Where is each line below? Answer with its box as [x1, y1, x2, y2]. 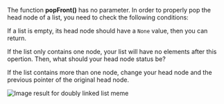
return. [7, 34, 26, 42]
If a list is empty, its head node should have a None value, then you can [7, 27, 208, 35]
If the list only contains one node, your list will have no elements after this [7, 48, 217, 55]
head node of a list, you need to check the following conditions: [7, 13, 189, 21]
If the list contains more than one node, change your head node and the [7, 69, 213, 76]
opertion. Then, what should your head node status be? [7, 55, 166, 63]
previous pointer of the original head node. [7, 76, 130, 84]
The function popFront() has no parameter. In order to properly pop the [7, 6, 212, 14]
